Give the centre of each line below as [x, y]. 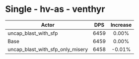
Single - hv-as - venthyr [55, 9]
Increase [121, 25]
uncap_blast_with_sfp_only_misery [48, 49]
